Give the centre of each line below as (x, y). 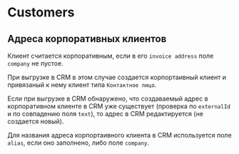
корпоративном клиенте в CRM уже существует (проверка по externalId (119, 106)
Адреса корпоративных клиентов (87, 39)
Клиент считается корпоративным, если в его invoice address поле (111, 56)
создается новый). (36, 121)
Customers (41, 12)
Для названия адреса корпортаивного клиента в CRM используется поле (119, 135)
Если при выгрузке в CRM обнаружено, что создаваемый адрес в (108, 98)
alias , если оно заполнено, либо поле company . (78, 143)
